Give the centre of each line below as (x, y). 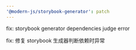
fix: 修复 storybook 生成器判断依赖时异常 (56, 40)
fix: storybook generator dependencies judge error (68, 28)
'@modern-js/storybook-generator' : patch (58, 11)
